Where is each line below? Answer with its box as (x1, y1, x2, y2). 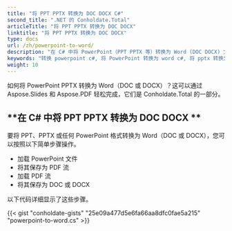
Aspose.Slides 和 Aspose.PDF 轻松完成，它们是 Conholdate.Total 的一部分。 (7, 90, 224, 98)
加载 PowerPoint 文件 (17, 154, 78, 163)
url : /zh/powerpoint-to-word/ (7, 42, 95, 49)
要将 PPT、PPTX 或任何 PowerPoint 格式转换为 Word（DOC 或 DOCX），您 (7, 132, 219, 140)
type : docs (7, 36, 39, 43)
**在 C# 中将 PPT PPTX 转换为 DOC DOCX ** (7, 112, 202, 124)
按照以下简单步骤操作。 (12, 140, 80, 148)
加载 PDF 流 (17, 172, 51, 180)
